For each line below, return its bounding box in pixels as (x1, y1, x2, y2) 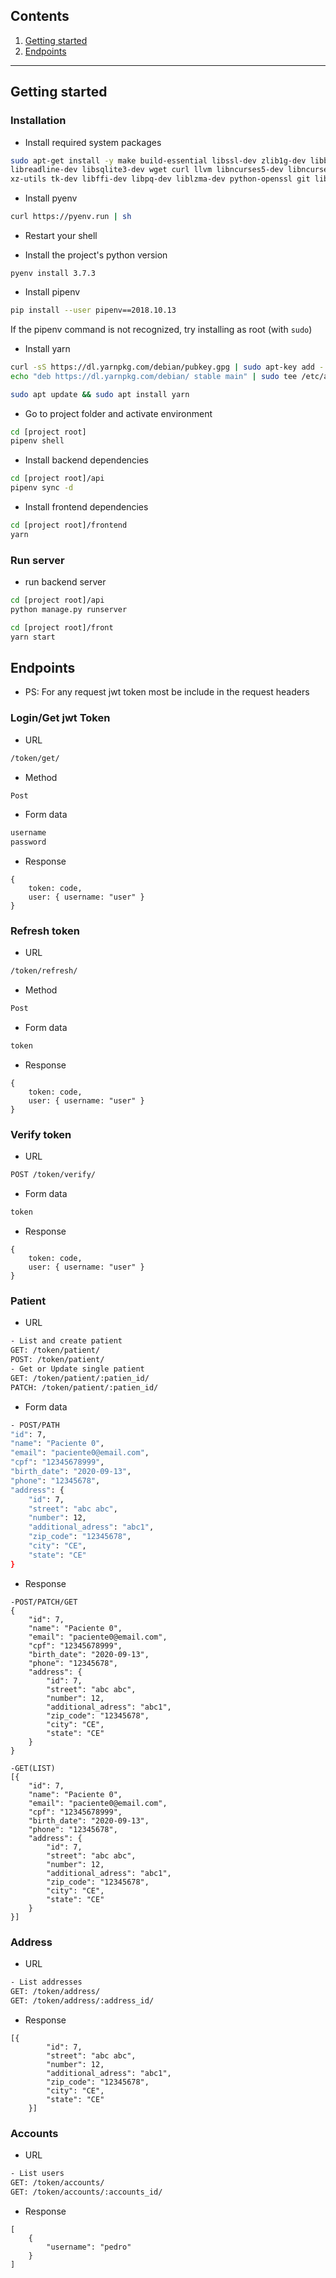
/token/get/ (10, 753, 60, 763)
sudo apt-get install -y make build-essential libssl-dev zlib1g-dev (10, 155, 307, 166)
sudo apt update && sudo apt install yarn (10, 389, 190, 399)
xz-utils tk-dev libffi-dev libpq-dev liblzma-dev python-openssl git (10, 174, 311, 184)
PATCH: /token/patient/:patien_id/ (10, 1382, 159, 1393)
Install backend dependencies (24, 454, 150, 466)
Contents (10, 8, 70, 25)
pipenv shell (10, 436, 65, 446)
